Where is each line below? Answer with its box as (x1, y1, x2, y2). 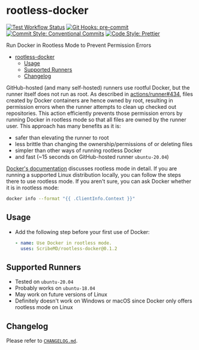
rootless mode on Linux (14, 304, 73, 311)
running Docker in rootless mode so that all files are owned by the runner (6, 115, 187, 123)
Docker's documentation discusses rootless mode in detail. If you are (6, 165, 177, 172)
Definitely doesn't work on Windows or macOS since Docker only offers (14, 297, 193, 304)
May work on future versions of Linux (14, 291, 108, 298)
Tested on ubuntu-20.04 (14, 278, 74, 286)
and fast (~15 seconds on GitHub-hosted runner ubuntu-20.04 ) (14, 153, 169, 160)
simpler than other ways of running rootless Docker (14, 147, 142, 154)
